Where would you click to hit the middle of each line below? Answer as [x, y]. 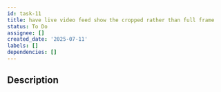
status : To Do [28, 26]
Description [33, 80]
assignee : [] [26, 33]
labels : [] [23, 46]
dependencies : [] [32, 53]
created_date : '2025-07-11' [48, 39]
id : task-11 [24, 13]
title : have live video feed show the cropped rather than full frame [111, 20]
